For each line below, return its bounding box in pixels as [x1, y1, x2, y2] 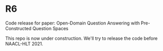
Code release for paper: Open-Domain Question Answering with [5, 20, 140, 26]
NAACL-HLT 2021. [5, 40, 43, 46]
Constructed [5, 25, 32, 31]
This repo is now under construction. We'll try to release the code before [5, 35, 158, 41]
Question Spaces [32, 25, 69, 31]
